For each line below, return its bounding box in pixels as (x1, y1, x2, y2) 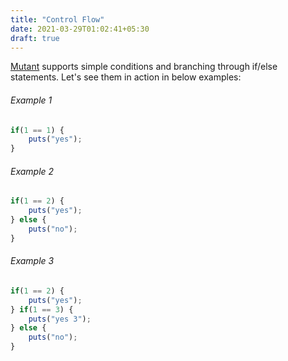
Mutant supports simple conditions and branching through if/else (10, 61, 278, 73)
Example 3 (10, 255, 55, 267)
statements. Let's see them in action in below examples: (10, 71, 242, 83)
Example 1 (10, 94, 53, 106)
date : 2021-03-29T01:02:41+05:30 (10, 24, 150, 34)
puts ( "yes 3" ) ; (28, 314, 92, 324)
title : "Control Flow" (10, 14, 105, 25)
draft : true (10, 33, 60, 43)
